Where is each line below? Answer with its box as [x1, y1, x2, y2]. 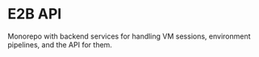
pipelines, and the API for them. [7, 39, 112, 49]
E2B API [7, 5, 62, 23]
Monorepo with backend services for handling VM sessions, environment [7, 31, 251, 41]
